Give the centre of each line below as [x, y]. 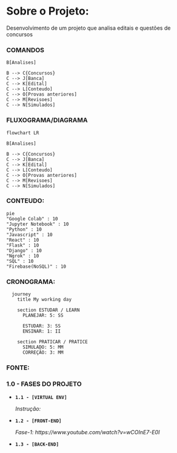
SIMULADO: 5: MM [43, 347]
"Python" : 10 [24, 229]
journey [22, 294]
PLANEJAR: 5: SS [43, 316]
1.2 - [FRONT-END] [38, 421]
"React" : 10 [23, 240]
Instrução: [28, 409]
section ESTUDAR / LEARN [48, 310]
